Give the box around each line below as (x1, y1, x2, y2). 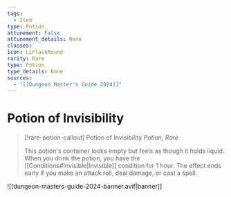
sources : (7, 74, 33, 82)
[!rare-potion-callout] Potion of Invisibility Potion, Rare (24, 133, 178, 142)
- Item (13, 17, 33, 24)
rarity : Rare (7, 55, 45, 62)
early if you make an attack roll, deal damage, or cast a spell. (24, 169, 198, 177)
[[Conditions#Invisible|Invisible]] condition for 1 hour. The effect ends (24, 162, 221, 170)
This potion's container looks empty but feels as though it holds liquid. (24, 147, 225, 156)
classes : (7, 42, 33, 49)
